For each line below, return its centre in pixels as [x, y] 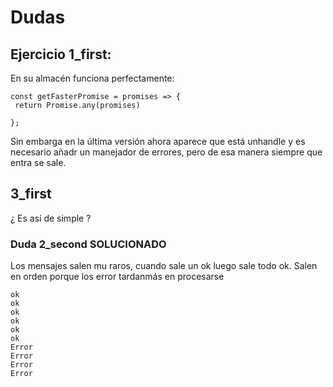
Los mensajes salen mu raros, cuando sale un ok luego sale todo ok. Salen [164, 266]
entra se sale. [38, 162]
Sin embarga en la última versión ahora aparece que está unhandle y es [158, 141]
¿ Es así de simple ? [51, 218]
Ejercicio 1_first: [61, 54]
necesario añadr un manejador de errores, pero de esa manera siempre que [166, 152]
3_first [31, 194]
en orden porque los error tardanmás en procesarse [117, 277]
